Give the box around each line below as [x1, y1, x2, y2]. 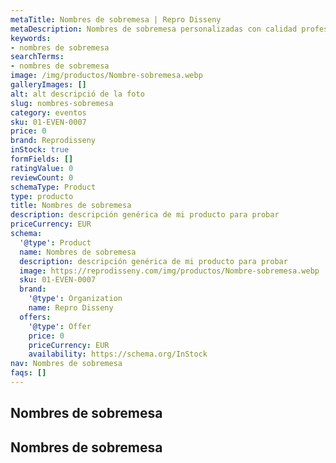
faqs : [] [10, 368, 47, 378]
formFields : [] [10, 154, 74, 164]
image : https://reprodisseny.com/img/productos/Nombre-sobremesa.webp [19, 266, 320, 276]
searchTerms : [10, 52, 65, 62]
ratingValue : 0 [10, 163, 74, 173]
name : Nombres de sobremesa [19, 247, 137, 257]
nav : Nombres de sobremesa [10, 359, 123, 369]
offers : [19, 312, 52, 322]
